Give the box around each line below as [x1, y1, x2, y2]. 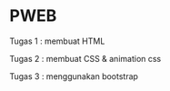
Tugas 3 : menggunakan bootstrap [9, 70, 139, 82]
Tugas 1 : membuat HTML [9, 35, 105, 46]
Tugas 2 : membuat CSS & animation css [9, 53, 162, 64]
